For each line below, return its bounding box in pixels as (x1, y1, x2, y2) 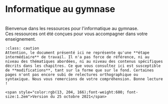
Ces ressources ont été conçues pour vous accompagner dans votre (5, 31, 148, 37)
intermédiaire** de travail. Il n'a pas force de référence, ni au (5, 54, 150, 59)
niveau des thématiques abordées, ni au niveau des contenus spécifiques (5, 59, 163, 64)
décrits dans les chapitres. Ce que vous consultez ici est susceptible (5, 63, 161, 68)
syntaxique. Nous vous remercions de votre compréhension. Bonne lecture (5, 76, 163, 81)
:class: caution (5, 46, 39, 51)
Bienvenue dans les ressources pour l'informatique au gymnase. (5, 25, 139, 31)
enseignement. (5, 36, 36, 42)
